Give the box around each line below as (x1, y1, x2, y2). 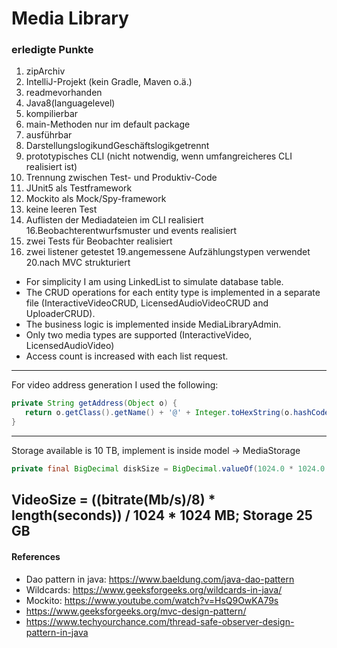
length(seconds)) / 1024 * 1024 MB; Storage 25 (11, 507, 313, 524)
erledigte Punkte (11, 43, 94, 57)
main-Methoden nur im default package (25, 118, 191, 131)
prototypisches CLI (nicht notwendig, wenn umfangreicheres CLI (25, 150, 293, 162)
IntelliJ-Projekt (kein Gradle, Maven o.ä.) (25, 76, 193, 88)
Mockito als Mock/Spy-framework (25, 193, 167, 205)
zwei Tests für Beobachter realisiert (25, 235, 173, 247)
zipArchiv (25, 65, 66, 77)
